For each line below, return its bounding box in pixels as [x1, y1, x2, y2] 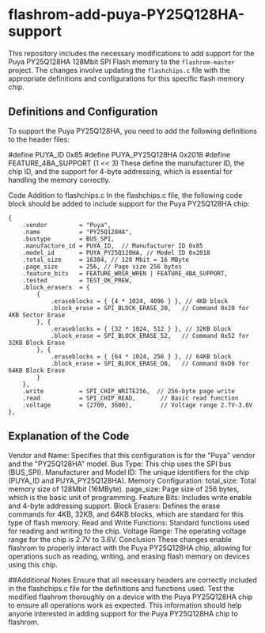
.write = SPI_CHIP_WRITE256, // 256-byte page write [22, 387, 236, 395]
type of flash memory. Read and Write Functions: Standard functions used [8, 517, 250, 527]
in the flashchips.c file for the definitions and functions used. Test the [8, 583, 235, 593]
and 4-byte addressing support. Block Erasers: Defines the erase [8, 501, 221, 510]
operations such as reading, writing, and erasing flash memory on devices [8, 552, 251, 561]
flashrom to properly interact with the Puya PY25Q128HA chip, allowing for [8, 543, 252, 552]
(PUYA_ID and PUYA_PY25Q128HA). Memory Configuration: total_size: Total [8, 476, 256, 485]
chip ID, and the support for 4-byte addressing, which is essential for [8, 166, 233, 176]
